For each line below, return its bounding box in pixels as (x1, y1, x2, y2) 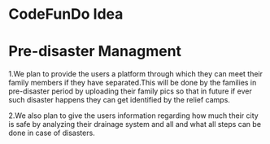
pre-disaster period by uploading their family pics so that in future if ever (8, 86, 252, 96)
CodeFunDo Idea (8, 5, 124, 24)
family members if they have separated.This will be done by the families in (8, 78, 257, 88)
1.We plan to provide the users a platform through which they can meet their (8, 69, 263, 79)
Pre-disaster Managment (8, 42, 181, 61)
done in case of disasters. (8, 128, 95, 138)
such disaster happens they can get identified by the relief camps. (8, 95, 230, 105)
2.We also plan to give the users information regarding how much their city (8, 111, 259, 120)
